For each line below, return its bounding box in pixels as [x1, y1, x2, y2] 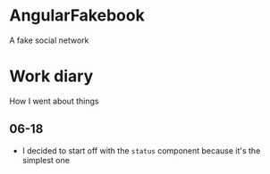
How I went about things [9, 95, 99, 106]
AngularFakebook [9, 5, 145, 26]
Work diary [9, 66, 94, 87]
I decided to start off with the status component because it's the [21, 145, 261, 156]
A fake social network [9, 35, 89, 46]
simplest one [21, 154, 70, 165]
